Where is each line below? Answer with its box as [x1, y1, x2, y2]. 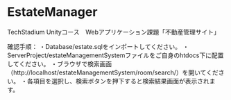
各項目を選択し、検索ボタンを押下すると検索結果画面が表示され [26, 77, 209, 85]
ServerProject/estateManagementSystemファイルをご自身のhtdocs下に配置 [7, 51, 224, 59]
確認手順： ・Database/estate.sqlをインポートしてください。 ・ [7, 42, 189, 50]
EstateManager [7, 4, 98, 20]
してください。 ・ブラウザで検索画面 [7, 59, 112, 68]
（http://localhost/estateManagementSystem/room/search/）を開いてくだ [7, 68, 219, 77]
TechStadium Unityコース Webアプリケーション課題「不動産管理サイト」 [7, 28, 220, 36]
